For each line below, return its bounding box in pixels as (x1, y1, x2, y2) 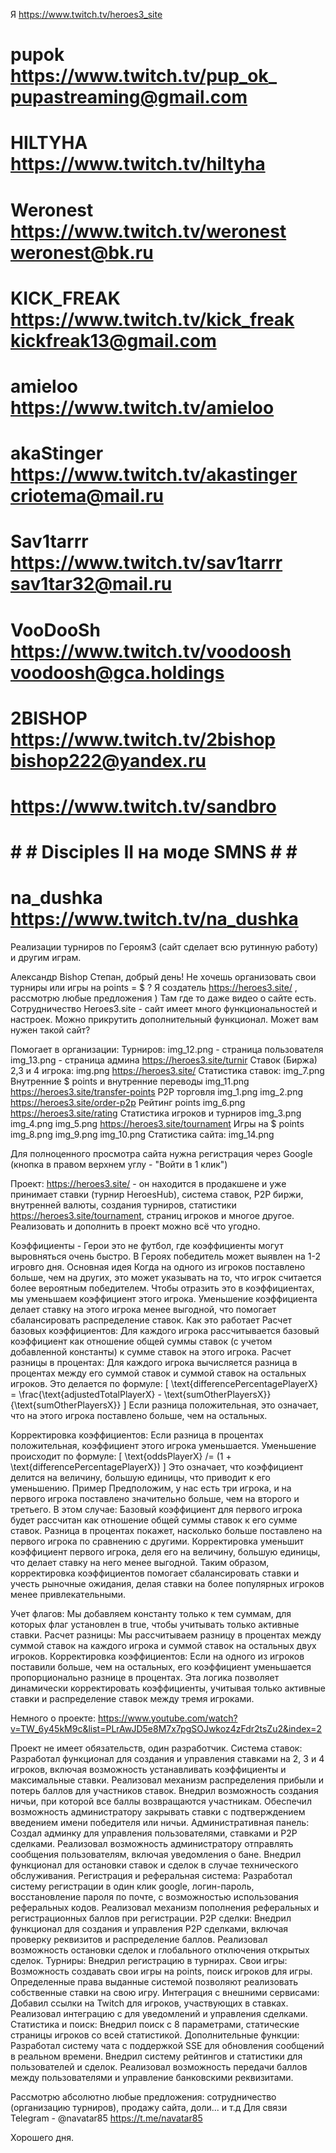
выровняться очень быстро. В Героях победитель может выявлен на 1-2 (10, 1250, 321, 1262)
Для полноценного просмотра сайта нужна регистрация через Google (10, 1148, 313, 1159)
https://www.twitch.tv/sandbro (10, 795, 277, 818)
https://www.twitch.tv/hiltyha (10, 153, 266, 176)
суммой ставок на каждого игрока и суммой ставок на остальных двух (10, 1640, 317, 1651)
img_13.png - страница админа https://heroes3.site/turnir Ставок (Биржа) (10, 1054, 318, 1066)
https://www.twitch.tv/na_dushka (10, 908, 299, 931)
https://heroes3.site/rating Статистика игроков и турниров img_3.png (10, 1107, 302, 1119)
